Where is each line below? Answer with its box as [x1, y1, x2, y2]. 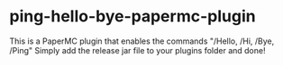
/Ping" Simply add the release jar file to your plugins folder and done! [9, 45, 266, 55]
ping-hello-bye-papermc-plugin [9, 6, 256, 27]
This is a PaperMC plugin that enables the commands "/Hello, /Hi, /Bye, [9, 36, 275, 46]
